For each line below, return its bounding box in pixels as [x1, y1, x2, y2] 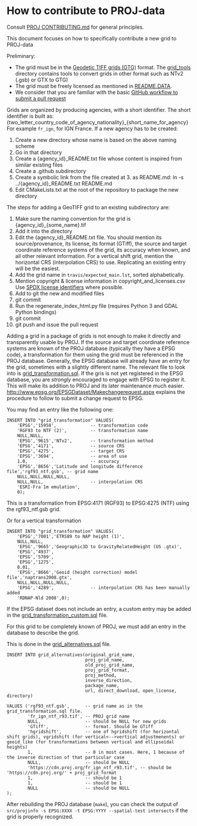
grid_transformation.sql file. [6, 708, 83, 714]
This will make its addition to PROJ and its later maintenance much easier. [6, 382, 184, 389]
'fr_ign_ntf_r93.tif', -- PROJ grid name [27, 713, 130, 719]
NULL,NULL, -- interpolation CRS [17, 479, 143, 485]
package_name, [85, 682, 119, 688]
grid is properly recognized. [6, 813, 74, 820]
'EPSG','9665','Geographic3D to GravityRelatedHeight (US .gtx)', [17, 543, 182, 549]
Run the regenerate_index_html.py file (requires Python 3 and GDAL [15, 302, 178, 309]
